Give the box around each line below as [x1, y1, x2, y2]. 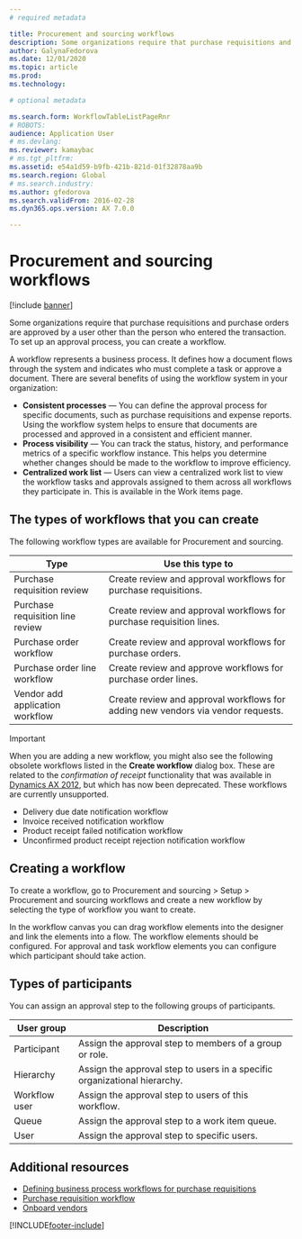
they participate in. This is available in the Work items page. [22, 486, 244, 497]
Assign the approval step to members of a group [77, 1036, 282, 1049]
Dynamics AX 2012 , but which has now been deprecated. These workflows [9, 779, 288, 790]
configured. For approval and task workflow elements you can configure [9, 940, 277, 951]
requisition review [13, 583, 89, 596]
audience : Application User [9, 129, 115, 138]
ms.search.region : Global [9, 170, 106, 180]
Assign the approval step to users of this [77, 1089, 249, 1101]
